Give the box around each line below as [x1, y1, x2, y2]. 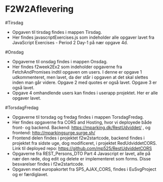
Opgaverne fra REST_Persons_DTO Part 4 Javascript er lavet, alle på [12, 151, 151, 156]
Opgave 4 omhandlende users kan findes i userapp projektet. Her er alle [12, 90, 158, 96]
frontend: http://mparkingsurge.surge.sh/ [12, 130, 95, 135]
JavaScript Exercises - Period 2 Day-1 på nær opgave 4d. [12, 39, 128, 45]
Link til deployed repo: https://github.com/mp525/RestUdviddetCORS [12, 145, 152, 151]
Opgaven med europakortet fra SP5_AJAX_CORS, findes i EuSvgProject [12, 166, 157, 172]
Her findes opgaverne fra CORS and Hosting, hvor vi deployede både [12, 119, 152, 125]
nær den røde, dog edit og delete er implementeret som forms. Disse [12, 156, 151, 161]
